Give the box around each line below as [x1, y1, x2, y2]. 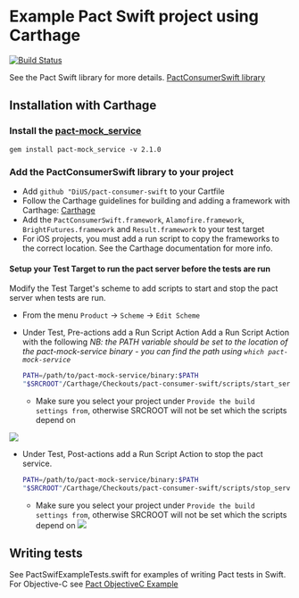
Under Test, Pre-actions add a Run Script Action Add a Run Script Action [21, 328, 290, 338]
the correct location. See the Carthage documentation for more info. [21, 243, 273, 253]
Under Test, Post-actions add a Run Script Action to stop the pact [21, 448, 263, 459]
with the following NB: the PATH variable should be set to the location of [21, 336, 288, 347]
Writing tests [9, 546, 83, 561]
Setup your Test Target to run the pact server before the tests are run [9, 263, 270, 274]
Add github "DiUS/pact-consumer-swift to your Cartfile [21, 186, 225, 196]
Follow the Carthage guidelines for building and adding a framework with [21, 195, 290, 206]
